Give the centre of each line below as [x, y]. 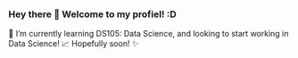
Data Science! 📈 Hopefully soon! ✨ [74, 44]
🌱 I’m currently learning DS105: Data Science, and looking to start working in [149, 34]
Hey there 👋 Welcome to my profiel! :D [93, 14]
